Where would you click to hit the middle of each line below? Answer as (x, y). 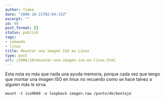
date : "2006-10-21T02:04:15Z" (36, 14)
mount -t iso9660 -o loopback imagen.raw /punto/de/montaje (68, 94)
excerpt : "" (17, 19)
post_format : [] (22, 28)
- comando (15, 42)
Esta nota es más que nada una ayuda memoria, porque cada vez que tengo (83, 74)
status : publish (22, 33)
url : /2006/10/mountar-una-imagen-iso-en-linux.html (61, 60)
